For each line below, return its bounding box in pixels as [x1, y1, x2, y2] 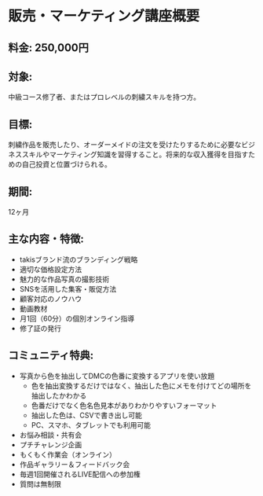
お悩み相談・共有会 [19, 430, 82, 439]
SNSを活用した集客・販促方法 [19, 284, 117, 293]
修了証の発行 [19, 323, 61, 333]
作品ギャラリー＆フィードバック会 [19, 459, 130, 468]
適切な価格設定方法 [19, 264, 82, 274]
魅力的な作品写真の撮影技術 [19, 274, 110, 284]
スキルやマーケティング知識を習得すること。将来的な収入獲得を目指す [21, 150, 249, 160]
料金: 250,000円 [8, 41, 89, 54]
